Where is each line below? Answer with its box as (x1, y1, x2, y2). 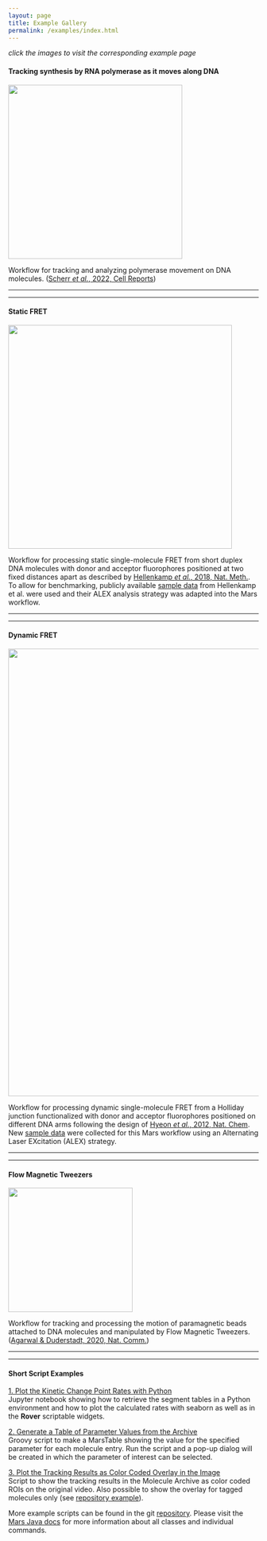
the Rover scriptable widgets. (8, 1411, 105, 1421)
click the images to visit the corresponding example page (8, 49, 196, 58)
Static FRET (8, 307, 48, 317)
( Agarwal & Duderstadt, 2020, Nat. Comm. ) (8, 1336, 149, 1345)
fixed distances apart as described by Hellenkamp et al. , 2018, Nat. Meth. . (8, 572, 250, 582)
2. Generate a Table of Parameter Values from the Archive (8, 1427, 198, 1437)
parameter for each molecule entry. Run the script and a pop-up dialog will (8, 1444, 253, 1453)
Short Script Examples (8, 1368, 84, 1378)
